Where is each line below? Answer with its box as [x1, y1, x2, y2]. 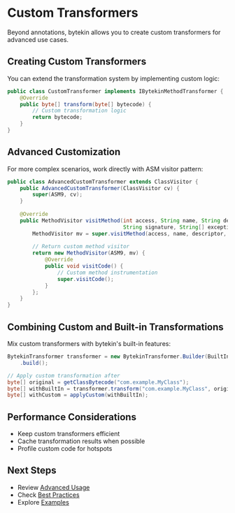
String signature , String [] [122, 224, 205, 231]
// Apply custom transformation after [7, 372, 120, 379]
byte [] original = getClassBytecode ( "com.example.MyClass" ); [7, 379, 190, 386]
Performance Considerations [7, 411, 136, 423]
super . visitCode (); [57, 275, 114, 282]
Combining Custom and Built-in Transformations [7, 321, 224, 333]
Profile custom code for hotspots [17, 445, 113, 453]
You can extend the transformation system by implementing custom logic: [7, 74, 220, 82]
